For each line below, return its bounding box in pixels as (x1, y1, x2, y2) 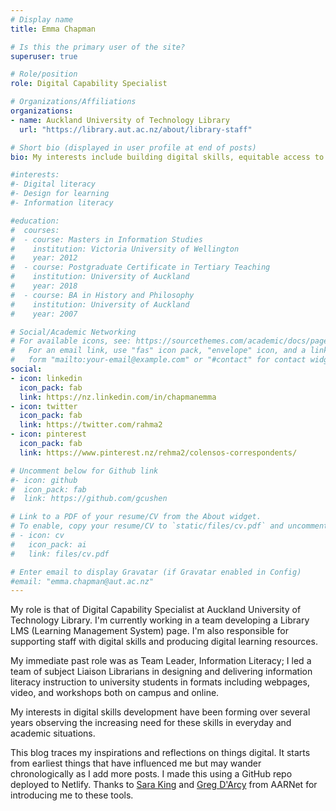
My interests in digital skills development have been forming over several (10, 706, 311, 718)
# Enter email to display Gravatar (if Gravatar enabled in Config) (10, 567, 302, 577)
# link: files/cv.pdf (10, 549, 110, 559)
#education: (10, 216, 60, 226)
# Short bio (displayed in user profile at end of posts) (10, 142, 257, 153)
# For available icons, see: (10, 336, 132, 346)
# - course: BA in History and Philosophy (10, 290, 195, 300)
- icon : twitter (10, 401, 78, 411)
